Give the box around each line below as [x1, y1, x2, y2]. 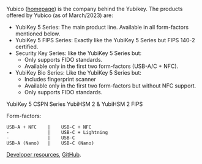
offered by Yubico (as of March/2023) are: [6, 12, 113, 19]
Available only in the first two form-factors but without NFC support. [24, 82, 196, 89]
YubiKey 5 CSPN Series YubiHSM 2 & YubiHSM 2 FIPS [6, 100, 143, 108]
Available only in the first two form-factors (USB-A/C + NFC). [24, 62, 179, 70]
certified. [15, 43, 39, 50]
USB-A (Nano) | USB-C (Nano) [6, 140, 95, 146]
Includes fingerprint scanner [24, 76, 96, 83]
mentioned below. [15, 30, 61, 37]
